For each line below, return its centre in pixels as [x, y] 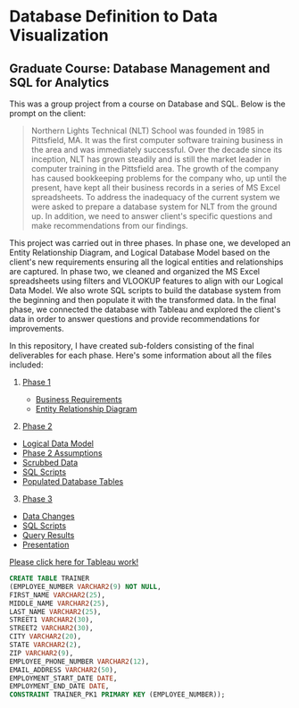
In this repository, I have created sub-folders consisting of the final [132, 346]
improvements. [37, 329]
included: [26, 365]
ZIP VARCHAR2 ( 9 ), [42, 653]
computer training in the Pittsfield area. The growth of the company [155, 169]
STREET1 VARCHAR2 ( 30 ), [51, 620]
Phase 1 [37, 382]
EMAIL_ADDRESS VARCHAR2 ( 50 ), [63, 670]
